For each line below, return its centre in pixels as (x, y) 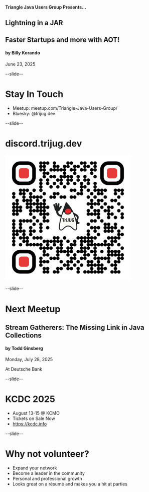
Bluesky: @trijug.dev (34, 113)
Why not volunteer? (47, 454)
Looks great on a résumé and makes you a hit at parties (70, 484)
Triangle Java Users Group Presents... (46, 7)
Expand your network (35, 468)
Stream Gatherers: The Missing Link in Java (75, 328)
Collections (23, 336)
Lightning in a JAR (34, 23)
